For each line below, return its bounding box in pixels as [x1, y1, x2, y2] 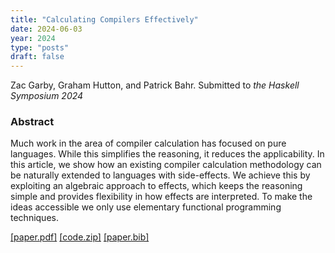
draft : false [10, 52, 65, 62]
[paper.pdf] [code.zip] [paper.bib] [10, 231, 150, 243]
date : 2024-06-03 [10, 24, 83, 34]
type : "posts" [10, 42, 70, 53]
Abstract [10, 115, 55, 129]
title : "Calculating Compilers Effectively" [10, 14, 199, 25]
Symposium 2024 [10, 90, 84, 102]
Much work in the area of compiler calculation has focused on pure [10, 137, 287, 150]
